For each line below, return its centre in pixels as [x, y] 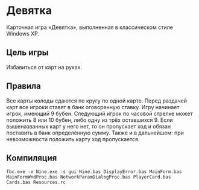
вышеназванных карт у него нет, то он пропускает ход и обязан [88, 126]
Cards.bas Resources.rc [36, 182]
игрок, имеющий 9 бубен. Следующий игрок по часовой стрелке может [99, 113]
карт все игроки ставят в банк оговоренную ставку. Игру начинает [93, 107]
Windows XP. [23, 33]
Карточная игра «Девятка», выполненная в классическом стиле [90, 27]
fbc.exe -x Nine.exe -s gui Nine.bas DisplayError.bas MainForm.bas [94, 172]
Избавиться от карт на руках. [44, 67]
